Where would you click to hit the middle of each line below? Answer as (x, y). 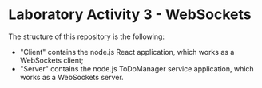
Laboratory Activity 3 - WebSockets (130, 15)
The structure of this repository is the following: (87, 36)
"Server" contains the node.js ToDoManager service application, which (137, 68)
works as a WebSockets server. (71, 77)
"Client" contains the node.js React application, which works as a (127, 52)
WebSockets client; (52, 60)
